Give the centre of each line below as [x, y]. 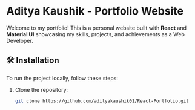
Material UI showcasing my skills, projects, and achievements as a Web [95, 34]
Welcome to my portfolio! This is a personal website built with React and [96, 28]
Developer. [20, 40]
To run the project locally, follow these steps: [62, 78]
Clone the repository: [41, 89]
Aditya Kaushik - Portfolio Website [95, 11]
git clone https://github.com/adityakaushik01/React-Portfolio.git [102, 101]
